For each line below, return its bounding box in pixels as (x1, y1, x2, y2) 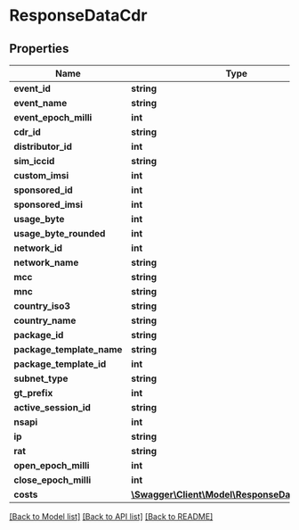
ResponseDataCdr (9, 5, 148, 26)
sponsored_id (13, 184, 73, 196)
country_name (13, 314, 77, 327)
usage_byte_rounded (13, 228, 106, 239)
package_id (13, 329, 64, 341)
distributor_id (13, 140, 73, 153)
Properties (9, 41, 69, 56)
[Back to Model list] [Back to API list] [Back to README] (9, 511, 214, 522)
